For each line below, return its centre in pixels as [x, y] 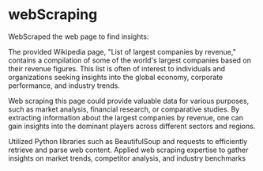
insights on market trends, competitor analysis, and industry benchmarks [127, 158]
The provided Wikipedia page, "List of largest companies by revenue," [122, 51]
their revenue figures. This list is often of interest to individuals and [116, 68]
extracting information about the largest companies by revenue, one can [126, 117]
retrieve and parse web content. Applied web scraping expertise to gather [128, 150]
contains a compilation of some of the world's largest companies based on [130, 60]
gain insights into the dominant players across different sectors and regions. [132, 126]
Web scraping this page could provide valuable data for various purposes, [129, 101]
